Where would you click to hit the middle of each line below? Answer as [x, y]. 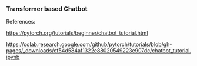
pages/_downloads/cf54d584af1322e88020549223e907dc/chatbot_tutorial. [99, 51]
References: [21, 22]
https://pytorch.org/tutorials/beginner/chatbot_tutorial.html [77, 33]
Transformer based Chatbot [47, 9]
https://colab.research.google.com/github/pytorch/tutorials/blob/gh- [89, 44]
